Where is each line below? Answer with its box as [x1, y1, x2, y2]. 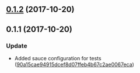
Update [6, 42, 27, 50]
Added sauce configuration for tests [14, 55, 101, 62]
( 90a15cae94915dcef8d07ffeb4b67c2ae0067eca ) [14, 61, 134, 68]
